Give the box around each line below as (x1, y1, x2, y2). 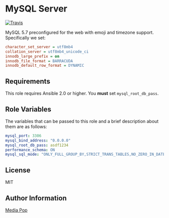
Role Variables (5, 105, 51, 114)
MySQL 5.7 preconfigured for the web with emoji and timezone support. (5, 29, 154, 35)
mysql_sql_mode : (5, 152, 39, 157)
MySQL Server (5, 3, 67, 15)
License (5, 166, 31, 174)
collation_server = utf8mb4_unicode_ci (5, 49, 89, 54)
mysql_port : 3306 (5, 133, 42, 138)
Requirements (5, 77, 50, 85)
